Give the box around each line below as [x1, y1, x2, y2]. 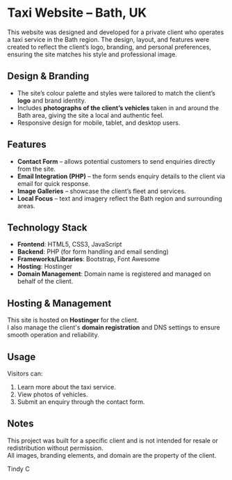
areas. [17, 201, 36, 210]
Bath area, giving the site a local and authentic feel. [17, 111, 165, 119]
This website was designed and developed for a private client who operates [7, 28, 224, 36]
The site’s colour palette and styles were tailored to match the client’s [17, 88, 215, 97]
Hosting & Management [7, 297, 112, 309]
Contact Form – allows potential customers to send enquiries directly [17, 157, 215, 165]
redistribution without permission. [7, 444, 103, 452]
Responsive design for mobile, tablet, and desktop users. [17, 118, 181, 127]
